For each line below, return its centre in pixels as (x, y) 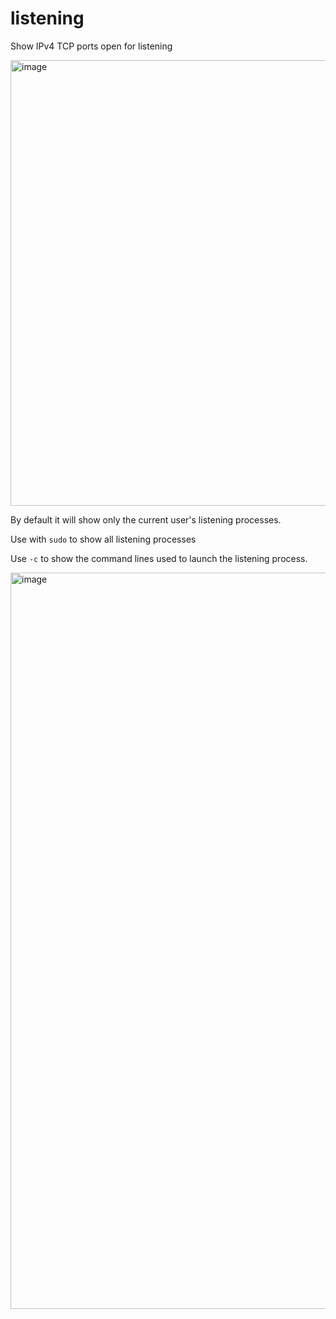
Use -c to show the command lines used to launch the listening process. (159, 558)
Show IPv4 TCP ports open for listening (91, 46)
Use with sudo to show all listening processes (103, 539)
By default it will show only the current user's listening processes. (146, 519)
